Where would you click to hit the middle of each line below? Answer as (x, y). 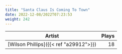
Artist (52, 36)
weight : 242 (17, 19)
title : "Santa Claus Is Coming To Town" (48, 10)
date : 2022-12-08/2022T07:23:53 (39, 14)
